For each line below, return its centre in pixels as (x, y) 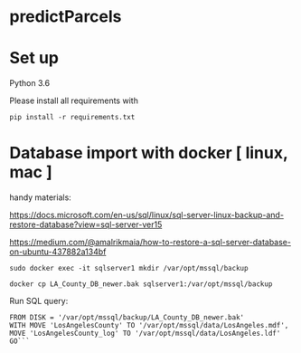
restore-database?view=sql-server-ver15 (86, 224)
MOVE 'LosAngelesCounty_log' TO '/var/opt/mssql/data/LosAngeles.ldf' (145, 334)
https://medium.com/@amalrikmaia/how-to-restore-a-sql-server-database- (150, 243)
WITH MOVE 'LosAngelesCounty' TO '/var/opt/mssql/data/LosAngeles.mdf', (149, 326)
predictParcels (66, 17)
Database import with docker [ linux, (149, 153)
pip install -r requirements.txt (72, 118)
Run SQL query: (39, 301)
